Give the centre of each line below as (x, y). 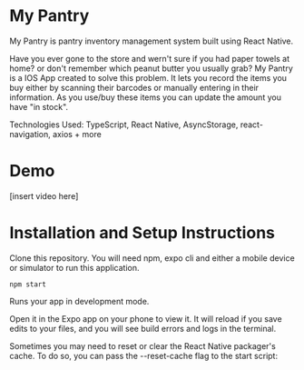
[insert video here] (44, 195)
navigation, (30, 134)
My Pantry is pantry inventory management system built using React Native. (152, 41)
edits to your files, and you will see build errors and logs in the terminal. (143, 328)
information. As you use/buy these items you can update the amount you (145, 97)
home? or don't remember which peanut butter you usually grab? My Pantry (151, 68)
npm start (28, 284)
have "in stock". (39, 106)
